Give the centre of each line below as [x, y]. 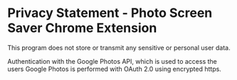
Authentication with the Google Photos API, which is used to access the [112, 61]
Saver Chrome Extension [82, 28]
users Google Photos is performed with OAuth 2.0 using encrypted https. [115, 69]
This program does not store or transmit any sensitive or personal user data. [119, 47]
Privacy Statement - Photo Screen [110, 13]
